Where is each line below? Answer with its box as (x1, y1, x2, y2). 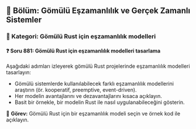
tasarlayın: (6, 68, 31, 76)
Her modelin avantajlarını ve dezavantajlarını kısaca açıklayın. (14, 92, 162, 99)
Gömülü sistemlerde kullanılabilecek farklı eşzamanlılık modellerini (14, 80, 174, 87)
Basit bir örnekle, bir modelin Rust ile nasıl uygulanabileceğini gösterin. (14, 99, 185, 106)
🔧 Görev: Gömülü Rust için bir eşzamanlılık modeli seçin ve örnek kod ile (6, 110, 180, 117)
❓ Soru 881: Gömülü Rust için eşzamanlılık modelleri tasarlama (6, 47, 161, 54)
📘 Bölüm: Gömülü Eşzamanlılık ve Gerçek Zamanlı (6, 6, 191, 16)
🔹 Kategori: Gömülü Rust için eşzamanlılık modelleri (6, 33, 156, 41)
